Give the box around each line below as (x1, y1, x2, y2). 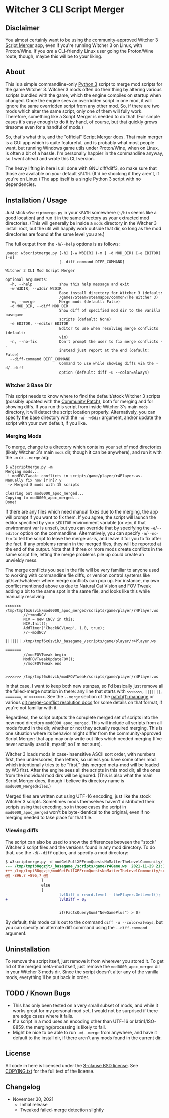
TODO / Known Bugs (5, 989, 71, 998)
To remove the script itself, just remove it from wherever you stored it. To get (5, 958, 164, 964)
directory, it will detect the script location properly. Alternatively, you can (5, 409, 156, 415)
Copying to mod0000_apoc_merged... (5, 495, 80, 501)
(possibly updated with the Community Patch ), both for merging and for (5, 398, 153, 404)
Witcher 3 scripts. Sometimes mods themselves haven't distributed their (5, 799, 155, 805)
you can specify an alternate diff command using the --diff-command (5, 925, 147, 931)
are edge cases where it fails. (12, 1013, 74, 1019)
